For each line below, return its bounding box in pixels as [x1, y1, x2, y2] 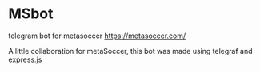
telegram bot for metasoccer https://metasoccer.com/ [8, 31, 186, 40]
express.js [8, 55, 42, 64]
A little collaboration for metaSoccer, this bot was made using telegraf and [8, 46, 254, 55]
